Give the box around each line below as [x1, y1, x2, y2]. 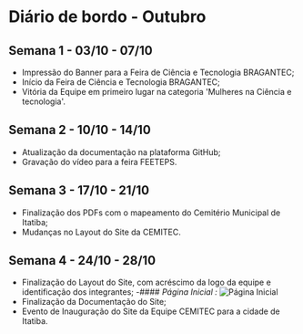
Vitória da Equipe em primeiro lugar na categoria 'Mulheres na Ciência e [21, 87, 292, 97]
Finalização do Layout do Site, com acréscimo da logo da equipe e [21, 277, 272, 288]
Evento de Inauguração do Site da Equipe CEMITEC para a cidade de [21, 306, 281, 317]
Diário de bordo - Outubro [8, 6, 207, 27]
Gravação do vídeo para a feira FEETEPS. [21, 156, 177, 167]
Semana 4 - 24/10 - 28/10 [8, 253, 157, 268]
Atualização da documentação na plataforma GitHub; [21, 146, 221, 157]
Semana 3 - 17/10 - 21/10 [8, 183, 150, 198]
